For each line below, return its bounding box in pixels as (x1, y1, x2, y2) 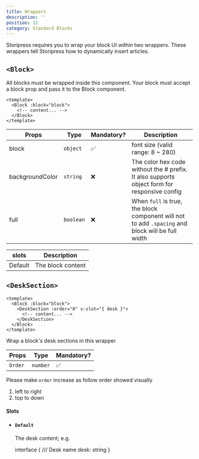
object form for (131, 180, 174, 189)
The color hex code (131, 158, 186, 166)
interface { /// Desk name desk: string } (14, 446, 111, 453)
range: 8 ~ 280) (131, 148, 176, 157)
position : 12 (6, 20, 38, 26)
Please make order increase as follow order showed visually (6, 376, 153, 383)
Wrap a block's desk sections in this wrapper (6, 337, 116, 344)
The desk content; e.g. (14, 434, 70, 442)
